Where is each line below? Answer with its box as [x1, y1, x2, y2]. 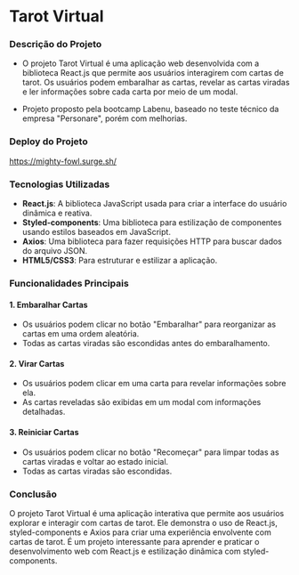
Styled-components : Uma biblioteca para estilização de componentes [21, 217, 282, 228]
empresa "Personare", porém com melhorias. [21, 113, 188, 124]
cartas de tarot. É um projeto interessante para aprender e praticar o [9, 536, 260, 547]
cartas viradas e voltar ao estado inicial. [21, 456, 169, 466]
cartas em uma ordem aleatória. [21, 328, 140, 339]
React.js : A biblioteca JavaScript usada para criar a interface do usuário [21, 198, 287, 209]
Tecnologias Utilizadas [9, 178, 110, 190]
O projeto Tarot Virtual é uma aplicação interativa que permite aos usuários [9, 507, 285, 518]
